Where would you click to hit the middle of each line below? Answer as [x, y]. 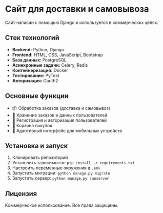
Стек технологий [32, 38]
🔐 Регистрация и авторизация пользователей [60, 120]
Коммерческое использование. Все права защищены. [62, 205]
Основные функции [37, 96]
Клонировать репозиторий [40, 157]
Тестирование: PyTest [36, 75]
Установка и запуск [37, 145]
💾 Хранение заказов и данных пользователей [60, 115]
